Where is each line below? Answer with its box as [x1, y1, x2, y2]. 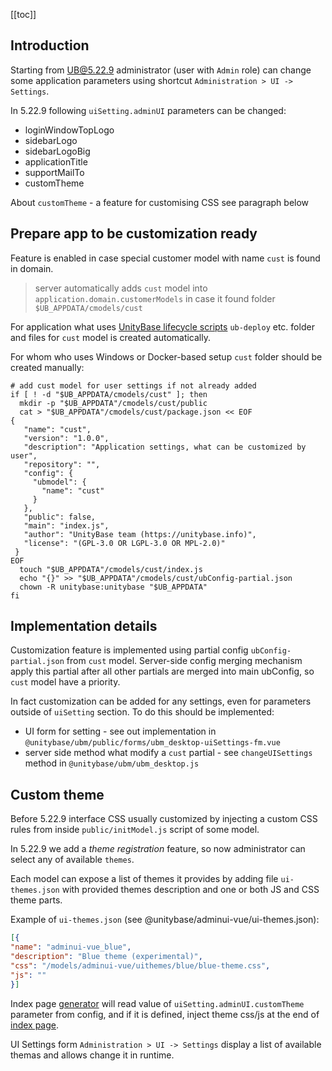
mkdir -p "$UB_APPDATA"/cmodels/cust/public [19, 398, 208, 408]
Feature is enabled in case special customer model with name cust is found [10, 252, 321, 264]
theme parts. [10, 894, 63, 906]
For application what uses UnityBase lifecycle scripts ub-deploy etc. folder [10, 320, 315, 333]
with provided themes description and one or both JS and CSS [61, 884, 320, 896]
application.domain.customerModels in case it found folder [34, 292, 276, 304]
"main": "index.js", [23, 520, 110, 531]
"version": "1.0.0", [23, 433, 110, 443]
